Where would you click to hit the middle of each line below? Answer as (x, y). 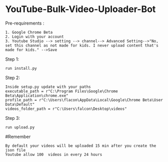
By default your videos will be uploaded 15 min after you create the (81, 146)
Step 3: (13, 118)
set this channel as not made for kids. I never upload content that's (82, 45)
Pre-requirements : (25, 23)
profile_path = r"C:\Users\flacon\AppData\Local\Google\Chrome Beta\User (84, 100)
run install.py (21, 68)
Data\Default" (20, 104)
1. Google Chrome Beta (29, 32)
